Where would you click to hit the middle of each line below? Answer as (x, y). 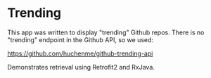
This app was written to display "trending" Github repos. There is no (106, 32)
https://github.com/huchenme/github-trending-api (80, 53)
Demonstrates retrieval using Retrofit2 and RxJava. (81, 67)
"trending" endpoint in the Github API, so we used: (80, 39)
